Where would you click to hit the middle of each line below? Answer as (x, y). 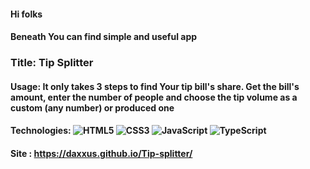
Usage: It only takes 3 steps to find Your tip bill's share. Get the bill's (155, 86)
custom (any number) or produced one (92, 107)
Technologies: (41, 131)
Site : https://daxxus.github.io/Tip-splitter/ (101, 153)
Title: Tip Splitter (52, 63)
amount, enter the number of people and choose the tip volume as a (154, 97)
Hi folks (26, 14)
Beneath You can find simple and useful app (104, 37)
